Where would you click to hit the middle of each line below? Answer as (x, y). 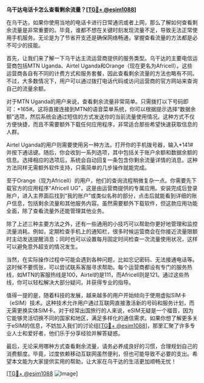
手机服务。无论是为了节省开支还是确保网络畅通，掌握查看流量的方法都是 (102, 38)
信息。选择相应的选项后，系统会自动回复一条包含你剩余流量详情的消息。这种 (102, 160)
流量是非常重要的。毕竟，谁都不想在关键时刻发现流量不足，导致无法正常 (102, 30)
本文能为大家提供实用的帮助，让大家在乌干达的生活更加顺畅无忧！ (94, 361)
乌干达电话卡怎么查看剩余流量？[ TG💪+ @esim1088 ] (71, 9)
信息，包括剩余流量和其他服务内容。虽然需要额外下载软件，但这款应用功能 (104, 203)
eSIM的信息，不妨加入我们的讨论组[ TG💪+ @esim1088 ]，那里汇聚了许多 (100, 326)
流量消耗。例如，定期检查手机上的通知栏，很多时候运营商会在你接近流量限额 (102, 231)
